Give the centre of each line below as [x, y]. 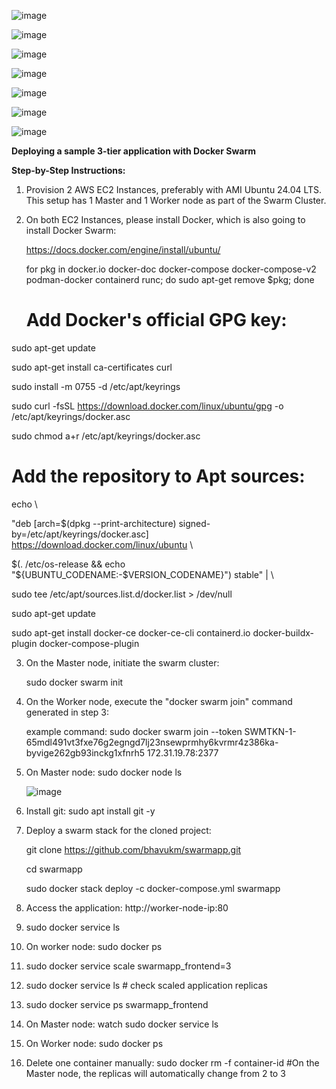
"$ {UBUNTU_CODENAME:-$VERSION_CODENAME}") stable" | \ [142, 574]
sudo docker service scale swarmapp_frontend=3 [128, 966]
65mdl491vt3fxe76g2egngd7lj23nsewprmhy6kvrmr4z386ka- [152, 742]
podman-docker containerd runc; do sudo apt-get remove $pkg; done [170, 279]
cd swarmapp [54, 869]
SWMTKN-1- [270, 731]
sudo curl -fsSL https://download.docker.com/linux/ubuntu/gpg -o [147, 406]
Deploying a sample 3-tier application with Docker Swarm [133, 151]
